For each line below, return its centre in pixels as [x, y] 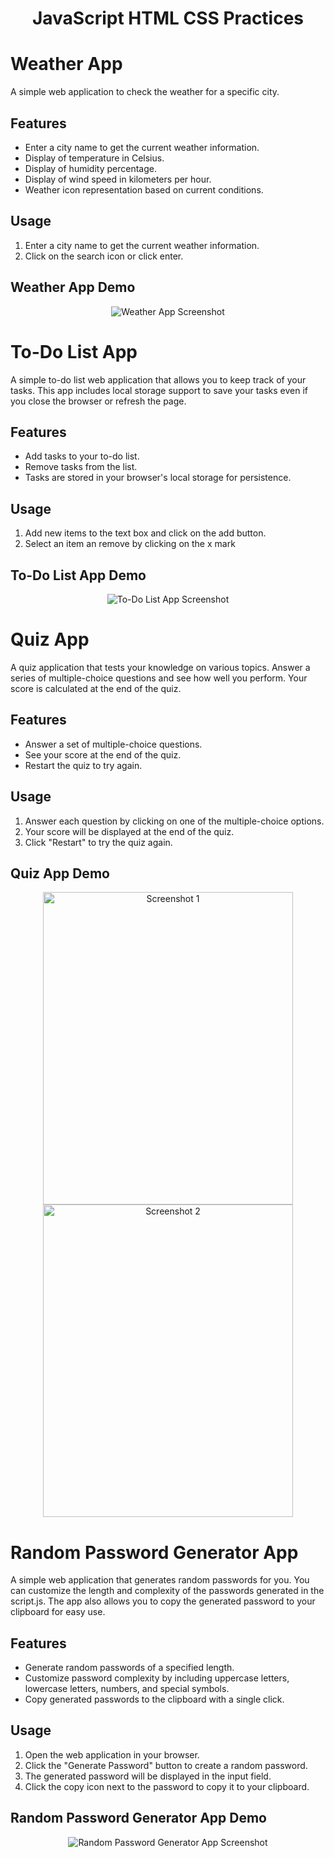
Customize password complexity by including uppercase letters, [157, 1678]
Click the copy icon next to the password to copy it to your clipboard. [167, 1786]
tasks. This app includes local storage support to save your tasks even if [159, 390]
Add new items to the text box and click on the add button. [145, 533]
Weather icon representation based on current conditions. [144, 189]
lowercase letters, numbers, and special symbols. [127, 1689]
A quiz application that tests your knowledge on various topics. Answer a [160, 667]
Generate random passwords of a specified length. [129, 1668]
